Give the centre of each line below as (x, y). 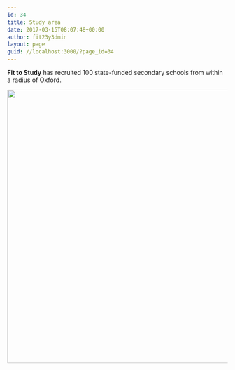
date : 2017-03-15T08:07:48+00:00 (56, 29)
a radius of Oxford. (34, 80)
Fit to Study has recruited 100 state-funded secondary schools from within (115, 73)
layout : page (26, 44)
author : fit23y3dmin (37, 37)
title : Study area (34, 22)
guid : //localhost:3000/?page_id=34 (60, 52)
